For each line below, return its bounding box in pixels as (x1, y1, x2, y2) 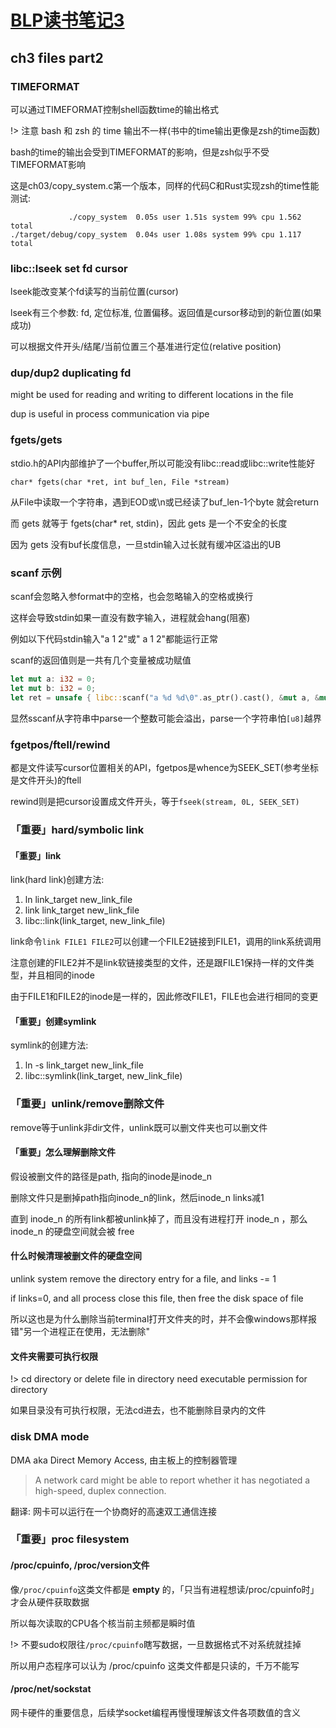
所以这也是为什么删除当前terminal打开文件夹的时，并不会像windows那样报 (10, 1313, 317, 1325)
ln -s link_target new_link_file (24, 1059, 144, 1071)
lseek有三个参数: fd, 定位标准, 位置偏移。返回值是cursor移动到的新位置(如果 (10, 307, 322, 319)
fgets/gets (10, 433, 63, 447)
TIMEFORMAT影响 (10, 158, 86, 170)
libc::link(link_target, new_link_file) (24, 915, 166, 927)
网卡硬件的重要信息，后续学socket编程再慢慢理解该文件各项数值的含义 (10, 1706, 301, 1718)
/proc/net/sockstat (10, 1683, 92, 1695)
